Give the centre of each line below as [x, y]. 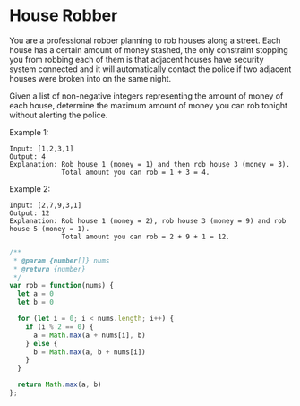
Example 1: [29, 132]
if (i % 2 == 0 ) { [60, 327]
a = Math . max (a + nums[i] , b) [89, 335]
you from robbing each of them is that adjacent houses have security [137, 59]
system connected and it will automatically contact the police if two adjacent [150, 69]
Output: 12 [30, 213]
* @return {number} [50, 269]
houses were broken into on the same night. [90, 78]
